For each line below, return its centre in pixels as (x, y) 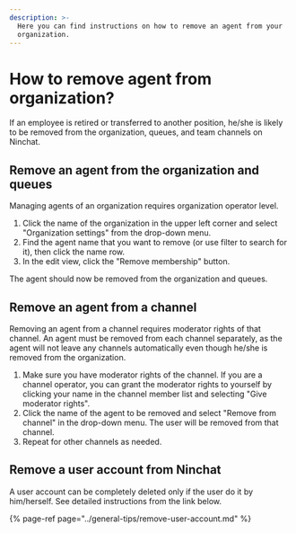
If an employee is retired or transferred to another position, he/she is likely (146, 123)
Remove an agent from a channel (103, 307)
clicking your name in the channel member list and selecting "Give (144, 394)
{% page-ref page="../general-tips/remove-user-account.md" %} (131, 519)
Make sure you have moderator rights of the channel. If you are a (142, 375)
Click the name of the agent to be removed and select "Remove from (149, 413)
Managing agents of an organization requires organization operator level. (144, 206)
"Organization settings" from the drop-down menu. (117, 233)
